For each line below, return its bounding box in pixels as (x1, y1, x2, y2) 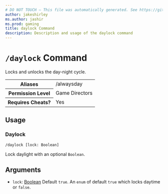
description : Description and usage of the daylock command (5, 31, 133, 36)
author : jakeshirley (5, 12, 48, 17)
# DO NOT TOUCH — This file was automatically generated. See (5, 7, 137, 13)
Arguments (5, 166, 41, 174)
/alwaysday (55, 81, 83, 88)
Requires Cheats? (7, 99, 51, 106)
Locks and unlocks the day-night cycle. (5, 69, 86, 75)
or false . (12, 184, 31, 190)
